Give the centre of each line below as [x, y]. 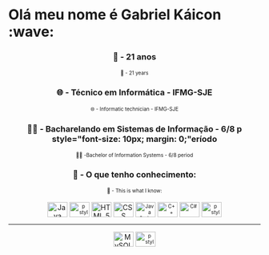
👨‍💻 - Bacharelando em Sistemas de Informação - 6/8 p [134, 128]
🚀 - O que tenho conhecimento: [134, 174]
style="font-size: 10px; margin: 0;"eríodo [134, 139]
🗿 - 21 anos [134, 57]
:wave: [31, 32]
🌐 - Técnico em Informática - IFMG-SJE [134, 92]
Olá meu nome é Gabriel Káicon [115, 15]
